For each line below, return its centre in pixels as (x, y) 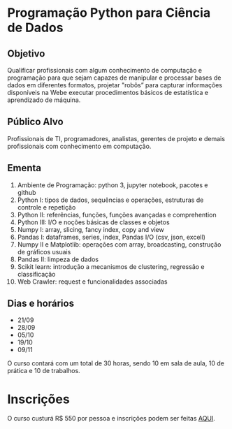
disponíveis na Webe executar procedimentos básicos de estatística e (108, 93)
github (27, 192)
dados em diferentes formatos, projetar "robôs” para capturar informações (115, 85)
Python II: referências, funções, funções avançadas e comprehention (117, 214)
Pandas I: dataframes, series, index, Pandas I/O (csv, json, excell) (111, 237)
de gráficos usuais (44, 252)
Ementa (24, 168)
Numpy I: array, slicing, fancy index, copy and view (90, 229)
